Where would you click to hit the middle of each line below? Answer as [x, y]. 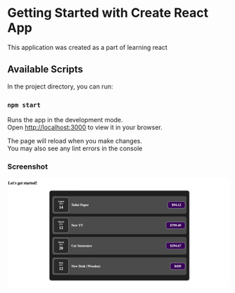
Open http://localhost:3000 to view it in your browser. [85, 127]
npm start [24, 105]
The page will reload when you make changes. [75, 141]
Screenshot [27, 167]
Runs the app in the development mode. [65, 120]
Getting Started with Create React [108, 13]
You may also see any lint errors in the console [75, 148]
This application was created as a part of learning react [87, 47]
